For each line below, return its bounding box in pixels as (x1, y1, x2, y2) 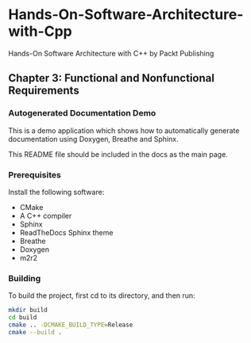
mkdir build (8, 307, 48, 314)
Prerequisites (8, 169, 61, 180)
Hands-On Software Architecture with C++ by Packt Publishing (8, 48, 214, 58)
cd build (8, 314, 37, 322)
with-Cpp (8, 22, 73, 40)
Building (8, 272, 41, 284)
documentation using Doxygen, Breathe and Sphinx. (8, 134, 179, 143)
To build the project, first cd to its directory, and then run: (8, 291, 196, 300)
